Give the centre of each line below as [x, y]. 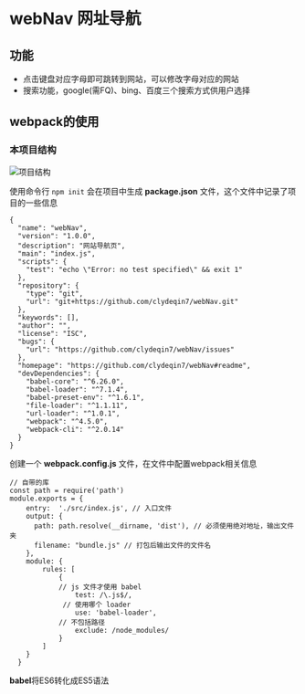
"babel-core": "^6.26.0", [75, 381]
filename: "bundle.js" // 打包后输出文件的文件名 [122, 545]
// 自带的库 [30, 482]
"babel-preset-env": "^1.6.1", [85, 397]
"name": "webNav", [53, 228]
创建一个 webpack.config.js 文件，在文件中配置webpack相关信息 [133, 463]
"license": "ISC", [53, 333]
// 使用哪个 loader [97, 605]
